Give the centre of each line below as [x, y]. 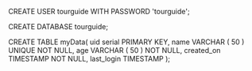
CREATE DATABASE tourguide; [58, 26]
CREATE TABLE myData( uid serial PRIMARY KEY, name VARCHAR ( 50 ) [126, 42]
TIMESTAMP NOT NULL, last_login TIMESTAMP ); [89, 59]
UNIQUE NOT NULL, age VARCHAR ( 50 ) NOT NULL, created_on [114, 50]
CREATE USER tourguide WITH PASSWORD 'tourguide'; [99, 11]
